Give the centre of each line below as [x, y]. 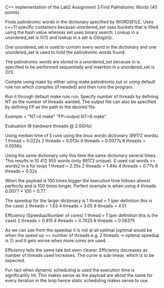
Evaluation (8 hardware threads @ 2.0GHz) [49, 126]
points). [13, 12]
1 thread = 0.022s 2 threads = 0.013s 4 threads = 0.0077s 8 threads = [75, 141]
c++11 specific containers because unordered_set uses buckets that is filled [82, 27]
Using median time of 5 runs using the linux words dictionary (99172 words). [82, 135]
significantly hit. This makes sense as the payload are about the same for [79, 275]
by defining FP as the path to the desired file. [51, 107]
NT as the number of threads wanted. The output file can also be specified [81, 102]
